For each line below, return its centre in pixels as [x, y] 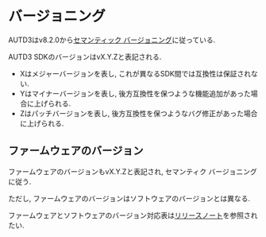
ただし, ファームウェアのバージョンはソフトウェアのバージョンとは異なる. [129, 198]
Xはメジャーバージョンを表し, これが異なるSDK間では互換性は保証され [135, 73]
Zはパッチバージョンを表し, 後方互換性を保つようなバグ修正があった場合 [139, 113]
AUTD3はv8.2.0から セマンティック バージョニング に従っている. [112, 40]
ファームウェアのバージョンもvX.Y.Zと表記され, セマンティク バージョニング [133, 171]
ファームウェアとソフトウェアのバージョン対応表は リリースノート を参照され [133, 215]
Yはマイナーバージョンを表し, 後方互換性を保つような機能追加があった [135, 93]
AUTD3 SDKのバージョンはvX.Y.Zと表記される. [85, 56]
